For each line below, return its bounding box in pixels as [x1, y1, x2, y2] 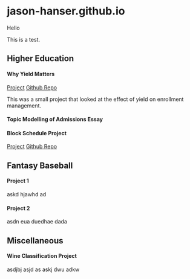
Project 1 [7, 177, 29, 185]
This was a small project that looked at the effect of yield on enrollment [7, 95, 184, 103]
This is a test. [7, 36, 41, 43]
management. [7, 101, 42, 109]
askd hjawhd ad [7, 190, 47, 197]
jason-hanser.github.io [7, 4, 125, 18]
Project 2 [7, 204, 30, 212]
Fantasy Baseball [7, 160, 73, 170]
